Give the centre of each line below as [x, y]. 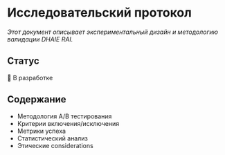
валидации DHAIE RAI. [40, 39]
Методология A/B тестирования [64, 116]
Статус [23, 61]
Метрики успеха [42, 131]
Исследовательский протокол [99, 13]
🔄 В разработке [30, 77]
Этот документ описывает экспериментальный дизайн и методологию [113, 32]
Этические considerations [55, 145]
